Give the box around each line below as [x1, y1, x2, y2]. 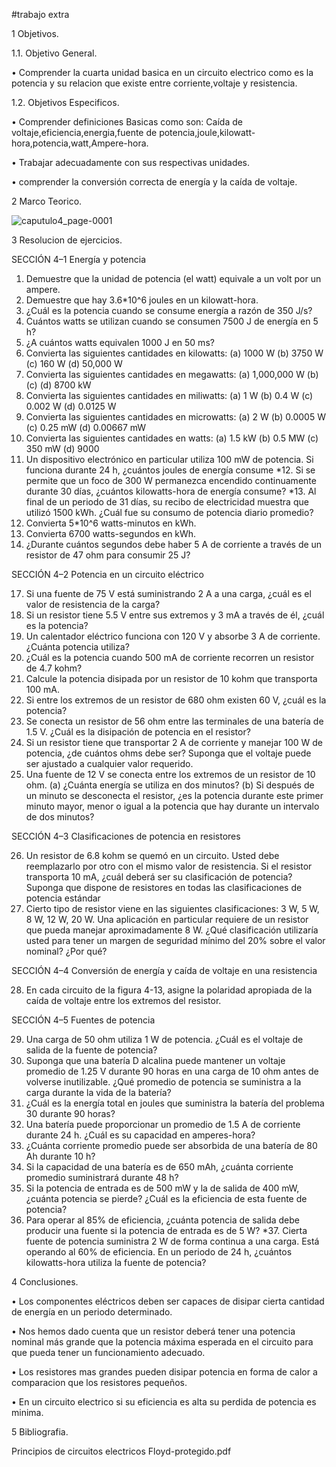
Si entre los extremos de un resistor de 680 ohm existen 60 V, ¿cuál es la [25, 694, 327, 706]
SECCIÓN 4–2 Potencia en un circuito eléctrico [11, 569, 204, 580]
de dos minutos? [25, 811, 95, 823]
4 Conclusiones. [11, 1276, 79, 1288]
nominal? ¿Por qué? [25, 945, 108, 957]
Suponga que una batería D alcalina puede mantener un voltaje [25, 1055, 286, 1066]
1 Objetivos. [11, 28, 59, 39]
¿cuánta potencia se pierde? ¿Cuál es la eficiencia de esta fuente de [25, 1193, 308, 1204]
